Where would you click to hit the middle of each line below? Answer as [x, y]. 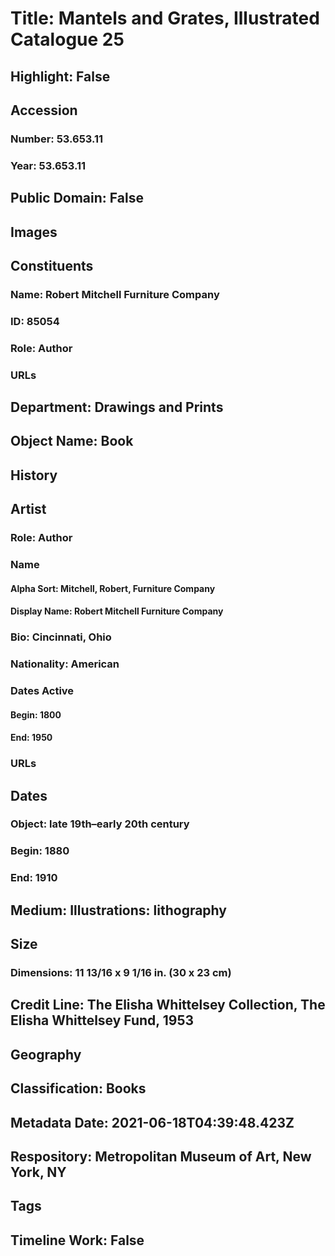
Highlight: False [60, 76]
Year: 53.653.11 [48, 165]
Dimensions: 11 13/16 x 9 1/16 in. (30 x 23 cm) [121, 972]
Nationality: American [65, 664]
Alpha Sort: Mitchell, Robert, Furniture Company [113, 588]
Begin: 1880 [40, 851]
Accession [44, 110]
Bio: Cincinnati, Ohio [61, 637]
